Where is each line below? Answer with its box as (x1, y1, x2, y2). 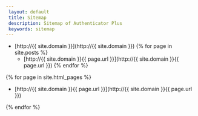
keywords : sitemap (8, 26, 55, 32)
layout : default (8, 9, 50, 15)
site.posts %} (14, 49, 48, 56)
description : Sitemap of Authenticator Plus (8, 20, 122, 26)
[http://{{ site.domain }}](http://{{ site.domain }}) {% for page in (14, 43, 173, 50)
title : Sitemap (8, 15, 47, 21)
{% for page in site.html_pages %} (5, 73, 92, 81)
